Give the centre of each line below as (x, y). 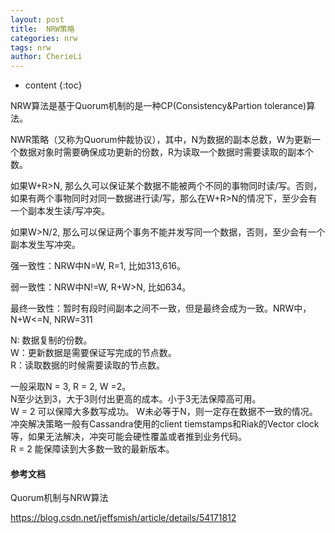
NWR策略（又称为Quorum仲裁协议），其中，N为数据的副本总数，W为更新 (161, 140)
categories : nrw (44, 38)
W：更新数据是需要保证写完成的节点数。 (93, 353)
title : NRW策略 (42, 29)
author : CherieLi (46, 57)
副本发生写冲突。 (45, 245)
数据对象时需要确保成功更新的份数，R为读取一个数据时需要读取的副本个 (166, 152)
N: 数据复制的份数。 (51, 340)
